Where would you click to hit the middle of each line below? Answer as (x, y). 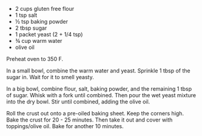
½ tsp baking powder (42, 21)
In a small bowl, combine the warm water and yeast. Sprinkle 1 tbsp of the (98, 71)
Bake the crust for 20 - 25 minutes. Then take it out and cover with (89, 120)
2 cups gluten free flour (45, 9)
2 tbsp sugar (31, 28)
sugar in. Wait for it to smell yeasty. (50, 77)
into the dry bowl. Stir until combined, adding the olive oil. (78, 102)
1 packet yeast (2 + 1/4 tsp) (49, 34)
